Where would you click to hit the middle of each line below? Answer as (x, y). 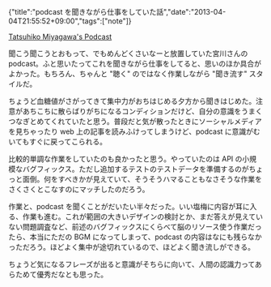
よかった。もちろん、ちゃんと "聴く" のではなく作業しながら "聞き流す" (128, 74)
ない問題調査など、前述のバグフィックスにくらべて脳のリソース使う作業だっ (135, 227)
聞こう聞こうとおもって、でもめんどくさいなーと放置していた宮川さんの (128, 54)
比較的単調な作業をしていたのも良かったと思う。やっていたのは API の (125, 159)
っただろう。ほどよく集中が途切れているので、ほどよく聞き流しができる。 (132, 247)
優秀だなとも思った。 (72, 274)
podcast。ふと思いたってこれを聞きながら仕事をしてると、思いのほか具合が (135, 64)
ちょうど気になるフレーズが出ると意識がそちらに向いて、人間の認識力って (132, 264)
